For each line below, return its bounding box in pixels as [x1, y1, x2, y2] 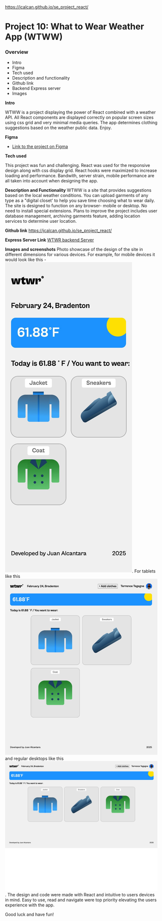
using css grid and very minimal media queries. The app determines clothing [5, 120, 158, 126]
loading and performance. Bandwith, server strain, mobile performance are [5, 173, 155, 179]
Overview [5, 49, 29, 55]
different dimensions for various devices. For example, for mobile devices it [5, 252, 155, 258]
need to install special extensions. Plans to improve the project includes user [5, 208, 158, 214]
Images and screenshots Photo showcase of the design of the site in [5, 247, 144, 252]
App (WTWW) [5, 32, 63, 43]
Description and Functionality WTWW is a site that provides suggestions [5, 187, 151, 193]
